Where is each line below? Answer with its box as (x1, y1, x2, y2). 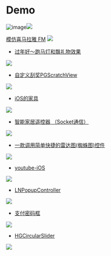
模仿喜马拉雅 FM (6, 36, 46, 43)
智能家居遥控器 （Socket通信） (14, 118, 89, 125)
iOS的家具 (14, 95, 39, 102)
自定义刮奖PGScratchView (14, 71, 77, 78)
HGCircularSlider (14, 232, 55, 239)
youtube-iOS (14, 164, 45, 171)
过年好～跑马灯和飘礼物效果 (14, 48, 81, 55)
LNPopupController (14, 186, 61, 193)
